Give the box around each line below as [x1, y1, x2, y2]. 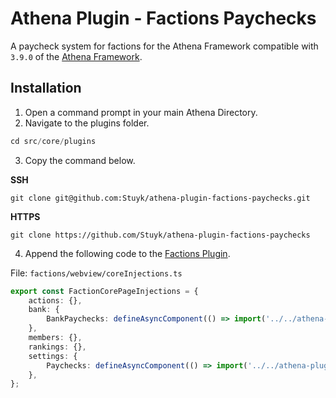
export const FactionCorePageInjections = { [10, 286, 199, 296]
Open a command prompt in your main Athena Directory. [24, 106, 258, 118]
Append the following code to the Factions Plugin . [24, 247, 231, 259]
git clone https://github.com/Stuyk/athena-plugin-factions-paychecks [10, 230, 311, 240]
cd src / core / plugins [10, 136, 97, 146]
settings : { [28, 351, 78, 361]
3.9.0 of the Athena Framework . [10, 50, 143, 62]
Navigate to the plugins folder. [24, 117, 150, 129]
